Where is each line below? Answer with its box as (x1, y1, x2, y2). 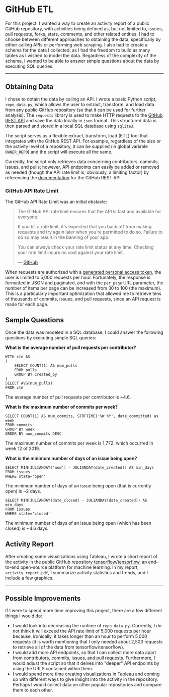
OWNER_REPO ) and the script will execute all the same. (5, 148, 113, 155)
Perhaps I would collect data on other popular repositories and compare (12, 682, 162, 688)
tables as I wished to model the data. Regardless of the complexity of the (5, 52, 156, 59)
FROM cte (5, 385, 24, 390)
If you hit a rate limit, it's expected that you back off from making (17, 224, 152, 230)
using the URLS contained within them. (12, 666, 94, 672)
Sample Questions (5, 316, 64, 324)
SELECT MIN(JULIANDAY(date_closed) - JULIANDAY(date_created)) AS (5, 497, 147, 503)
